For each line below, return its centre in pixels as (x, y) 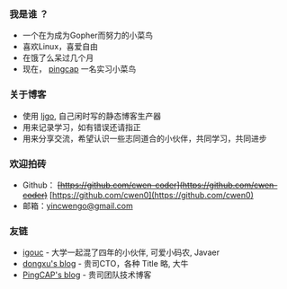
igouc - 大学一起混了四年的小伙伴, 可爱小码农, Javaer (121, 252)
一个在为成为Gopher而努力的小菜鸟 (87, 35)
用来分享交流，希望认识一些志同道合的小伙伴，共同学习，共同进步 (144, 138)
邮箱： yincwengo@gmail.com (77, 206)
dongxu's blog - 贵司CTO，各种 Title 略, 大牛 (105, 264)
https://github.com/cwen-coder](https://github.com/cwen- (169, 185)
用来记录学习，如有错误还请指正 (81, 127)
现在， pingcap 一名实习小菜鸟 (79, 69)
